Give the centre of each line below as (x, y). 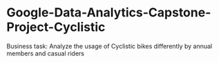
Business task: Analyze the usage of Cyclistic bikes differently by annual (109, 46)
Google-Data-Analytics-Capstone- (109, 13)
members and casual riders (45, 53)
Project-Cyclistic (56, 27)
